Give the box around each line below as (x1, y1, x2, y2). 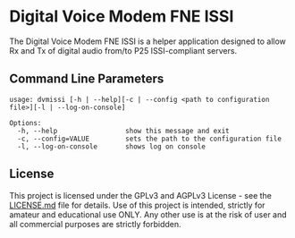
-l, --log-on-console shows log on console (17, 141, 206, 151)
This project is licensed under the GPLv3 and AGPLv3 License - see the (9, 190, 273, 200)
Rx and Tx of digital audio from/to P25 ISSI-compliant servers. (9, 45, 238, 55)
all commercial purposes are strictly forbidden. (9, 218, 181, 229)
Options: (9, 118, 42, 127)
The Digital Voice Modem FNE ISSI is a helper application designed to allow (9, 36, 286, 47)
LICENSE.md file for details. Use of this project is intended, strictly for (9, 200, 265, 210)
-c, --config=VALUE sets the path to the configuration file (17, 134, 282, 143)
